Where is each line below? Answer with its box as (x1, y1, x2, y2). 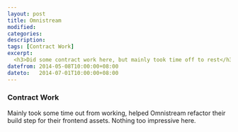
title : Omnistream (7, 17, 62, 24)
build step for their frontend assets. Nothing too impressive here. (7, 116, 196, 124)
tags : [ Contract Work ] (7, 43, 74, 50)
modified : (7, 23, 37, 30)
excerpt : (7, 50, 33, 57)
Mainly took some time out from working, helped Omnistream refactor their (7, 109, 226, 117)
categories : (7, 30, 42, 37)
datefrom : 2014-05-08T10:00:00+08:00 (7, 63, 119, 70)
